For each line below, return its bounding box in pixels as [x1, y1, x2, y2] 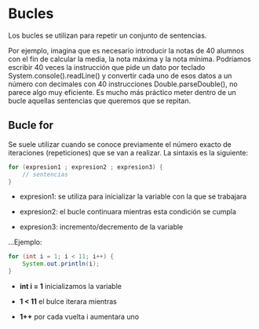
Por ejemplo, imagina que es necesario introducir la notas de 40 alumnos [8, 46, 245, 55]
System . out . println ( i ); [22, 260, 100, 268]
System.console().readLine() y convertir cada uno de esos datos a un [8, 71, 232, 80]
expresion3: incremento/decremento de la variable [19, 222, 184, 232]
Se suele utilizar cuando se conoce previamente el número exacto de [8, 139, 232, 149]
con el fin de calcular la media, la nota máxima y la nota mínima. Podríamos [8, 54, 251, 64]
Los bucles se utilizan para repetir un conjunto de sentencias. [8, 31, 207, 40]
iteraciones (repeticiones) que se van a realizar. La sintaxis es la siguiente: [8, 148, 249, 157]
